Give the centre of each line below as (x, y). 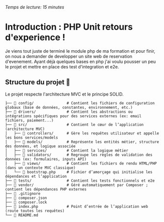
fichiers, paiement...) (29, 120)
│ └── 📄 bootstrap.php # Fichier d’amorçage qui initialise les (79, 172)
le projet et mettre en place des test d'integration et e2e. (62, 66)
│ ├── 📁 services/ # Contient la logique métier (67, 150)
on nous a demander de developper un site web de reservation (69, 56)
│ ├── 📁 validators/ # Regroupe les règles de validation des (79, 155)
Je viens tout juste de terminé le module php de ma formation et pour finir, (80, 51)
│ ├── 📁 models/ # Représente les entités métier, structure (82, 142)
